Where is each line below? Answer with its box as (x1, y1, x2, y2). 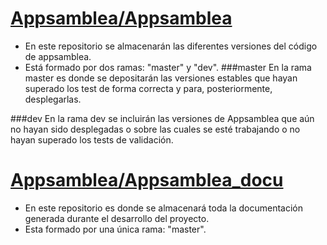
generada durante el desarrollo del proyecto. (24, 212, 210, 224)
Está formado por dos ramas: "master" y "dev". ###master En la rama (24, 61, 312, 73)
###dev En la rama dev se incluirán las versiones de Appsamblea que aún (10, 112, 315, 124)
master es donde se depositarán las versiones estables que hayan (24, 72, 298, 84)
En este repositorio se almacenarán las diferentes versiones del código (24, 40, 318, 52)
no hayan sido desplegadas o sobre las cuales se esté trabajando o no (10, 123, 301, 135)
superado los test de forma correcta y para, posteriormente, (24, 82, 273, 94)
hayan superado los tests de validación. (10, 133, 174, 146)
